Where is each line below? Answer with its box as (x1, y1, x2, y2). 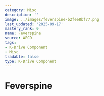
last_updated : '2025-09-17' (5, 21, 64, 27)
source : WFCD (5, 36, 32, 41)
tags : (5, 40, 16, 45)
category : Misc (5, 7, 37, 13)
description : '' (5, 12, 39, 17)
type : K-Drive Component (5, 59, 57, 64)
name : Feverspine (5, 31, 41, 36)
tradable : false (5, 54, 39, 59)
